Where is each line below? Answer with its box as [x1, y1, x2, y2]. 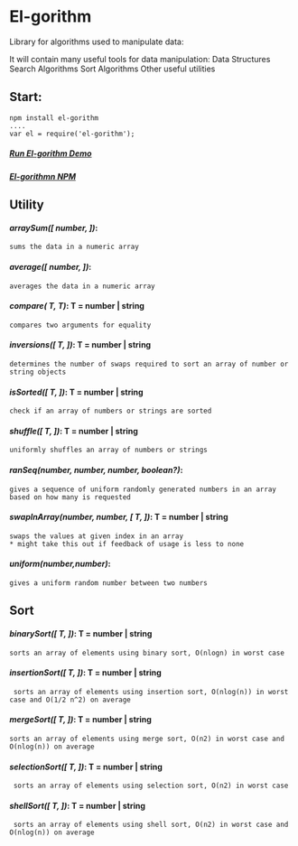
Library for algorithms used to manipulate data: [9, 36, 184, 47]
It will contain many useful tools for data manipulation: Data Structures [9, 53, 271, 64]
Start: [9, 89, 42, 105]
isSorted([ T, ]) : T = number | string [9, 386, 144, 397]
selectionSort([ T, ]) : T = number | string [9, 761, 163, 772]
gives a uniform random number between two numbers [9, 578, 208, 588]
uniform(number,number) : [9, 558, 111, 570]
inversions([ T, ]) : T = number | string [9, 339, 152, 350]
